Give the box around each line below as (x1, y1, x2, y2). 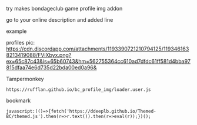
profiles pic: (6, 39, 35, 46)
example (6, 28, 27, 35)
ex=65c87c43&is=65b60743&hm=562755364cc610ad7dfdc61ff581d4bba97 (6, 58, 191, 65)
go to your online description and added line (6, 16, 113, 23)
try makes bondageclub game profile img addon (6, 5, 123, 12)
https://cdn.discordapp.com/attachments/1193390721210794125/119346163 (6, 45, 189, 52)
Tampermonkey (6, 76, 44, 82)
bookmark (6, 97, 31, 104)
